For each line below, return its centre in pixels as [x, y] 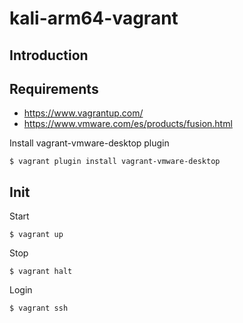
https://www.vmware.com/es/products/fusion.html [128, 124]
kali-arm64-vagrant [94, 18]
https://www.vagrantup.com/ [83, 113]
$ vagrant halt [41, 272]
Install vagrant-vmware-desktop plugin [89, 143]
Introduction [49, 55]
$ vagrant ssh [39, 308]
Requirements [54, 88]
